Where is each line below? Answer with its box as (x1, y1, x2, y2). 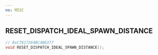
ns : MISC (5, 7, 24, 13)
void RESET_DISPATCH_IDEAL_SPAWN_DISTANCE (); (5, 45, 104, 50)
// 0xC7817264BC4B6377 (5, 40, 54, 45)
